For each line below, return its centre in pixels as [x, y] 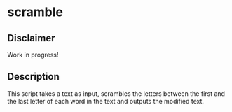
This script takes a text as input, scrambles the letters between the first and [116, 93]
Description [33, 77]
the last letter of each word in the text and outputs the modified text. [106, 101]
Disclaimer [31, 38]
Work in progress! [33, 55]
